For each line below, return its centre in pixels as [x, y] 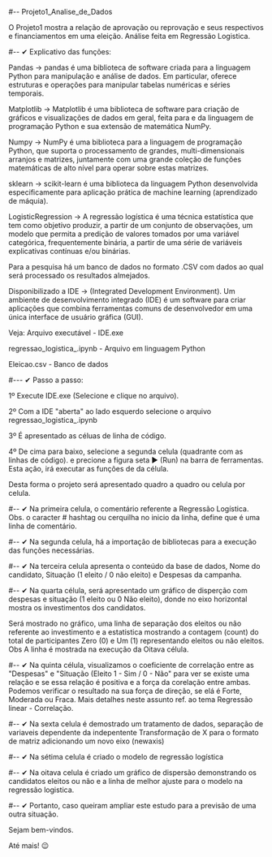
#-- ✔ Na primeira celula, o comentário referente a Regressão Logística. [129, 509]
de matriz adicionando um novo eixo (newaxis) [86, 741]
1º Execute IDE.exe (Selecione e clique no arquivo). [94, 396]
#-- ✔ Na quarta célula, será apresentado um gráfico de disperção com [128, 590]
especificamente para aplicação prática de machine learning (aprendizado [133, 192]
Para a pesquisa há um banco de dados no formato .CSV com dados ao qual [136, 267]
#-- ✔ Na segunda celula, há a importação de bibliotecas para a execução [133, 542]
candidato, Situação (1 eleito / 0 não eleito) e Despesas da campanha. [125, 575]
